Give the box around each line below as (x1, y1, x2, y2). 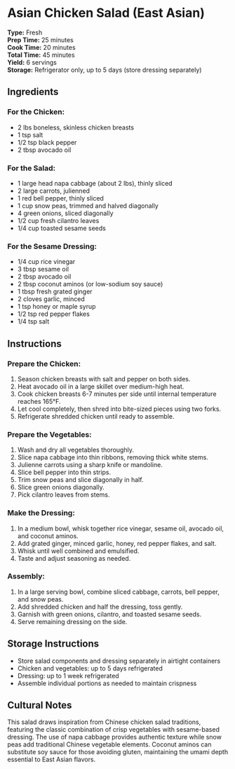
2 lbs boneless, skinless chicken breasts (17, 123, 135, 132)
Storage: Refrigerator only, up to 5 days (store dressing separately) (7, 65, 202, 74)
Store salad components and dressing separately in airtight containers (17, 656, 221, 665)
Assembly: (7, 571, 46, 581)
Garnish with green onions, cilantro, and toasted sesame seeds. (17, 610, 202, 618)
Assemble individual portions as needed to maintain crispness (17, 679, 197, 687)
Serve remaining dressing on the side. (17, 617, 128, 625)
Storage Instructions (7, 638, 100, 650)
